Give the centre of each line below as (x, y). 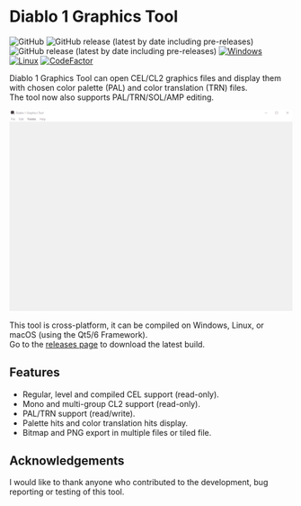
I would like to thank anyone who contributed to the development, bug (139, 483)
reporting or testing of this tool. (67, 492)
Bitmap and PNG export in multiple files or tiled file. (117, 432)
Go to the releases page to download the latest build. (107, 344)
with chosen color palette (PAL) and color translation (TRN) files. (128, 87)
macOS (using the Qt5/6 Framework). (79, 334)
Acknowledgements (67, 461)
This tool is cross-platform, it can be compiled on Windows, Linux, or (137, 325)
